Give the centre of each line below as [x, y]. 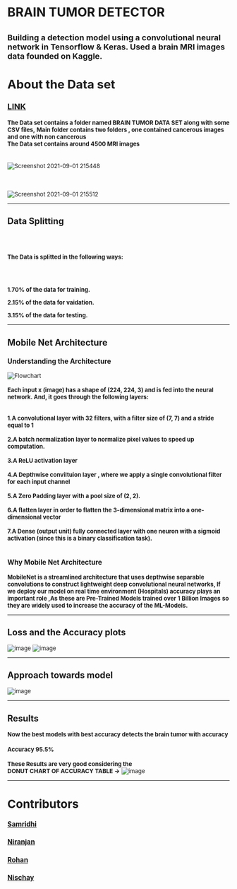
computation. [26, 447]
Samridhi [22, 824]
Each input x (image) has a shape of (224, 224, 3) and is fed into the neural [110, 390]
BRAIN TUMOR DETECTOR [86, 12]
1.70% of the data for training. [49, 290]
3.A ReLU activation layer [42, 461]
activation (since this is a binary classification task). [80, 538]
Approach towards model [60, 675]
